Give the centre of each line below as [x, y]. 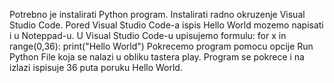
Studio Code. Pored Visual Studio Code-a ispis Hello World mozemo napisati [166, 25]
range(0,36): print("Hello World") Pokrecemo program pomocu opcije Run [161, 46]
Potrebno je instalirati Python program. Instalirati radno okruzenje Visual [157, 14]
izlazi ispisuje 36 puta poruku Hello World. [96, 67]
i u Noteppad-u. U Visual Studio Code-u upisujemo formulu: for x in [148, 35]
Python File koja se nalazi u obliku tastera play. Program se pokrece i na [157, 57]
